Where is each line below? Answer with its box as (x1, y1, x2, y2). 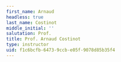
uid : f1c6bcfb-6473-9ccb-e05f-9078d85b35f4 (6, 47, 116, 53)
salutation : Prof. (6, 31, 52, 37)
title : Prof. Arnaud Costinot (6, 36, 81, 42)
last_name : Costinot (6, 19, 58, 25)
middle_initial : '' (6, 25, 55, 31)
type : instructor (6, 42, 49, 48)
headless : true (6, 14, 44, 20)
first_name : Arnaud (6, 8, 55, 15)
